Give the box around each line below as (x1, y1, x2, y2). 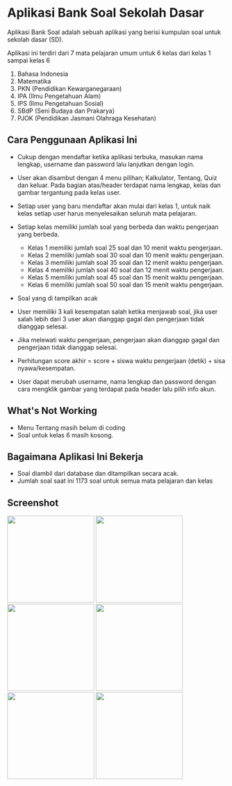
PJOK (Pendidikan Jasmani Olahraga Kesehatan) (17, 113, 156, 122)
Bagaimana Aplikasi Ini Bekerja (7, 451, 144, 463)
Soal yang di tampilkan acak (17, 294, 99, 302)
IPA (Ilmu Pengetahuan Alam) (17, 92, 101, 100)
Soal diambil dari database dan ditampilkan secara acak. (17, 470, 179, 478)
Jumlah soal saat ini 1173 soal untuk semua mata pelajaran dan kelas (17, 476, 213, 485)
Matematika (17, 77, 51, 85)
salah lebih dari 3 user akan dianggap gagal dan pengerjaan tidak (17, 314, 205, 323)
